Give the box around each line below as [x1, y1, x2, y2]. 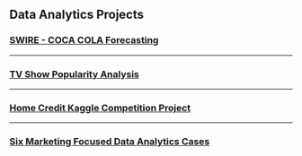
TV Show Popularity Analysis [9, 67, 139, 80]
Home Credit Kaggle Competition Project [9, 101, 191, 114]
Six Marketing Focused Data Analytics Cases [9, 135, 210, 148]
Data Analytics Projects [9, 7, 145, 22]
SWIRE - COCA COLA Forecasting [9, 34, 159, 47]
